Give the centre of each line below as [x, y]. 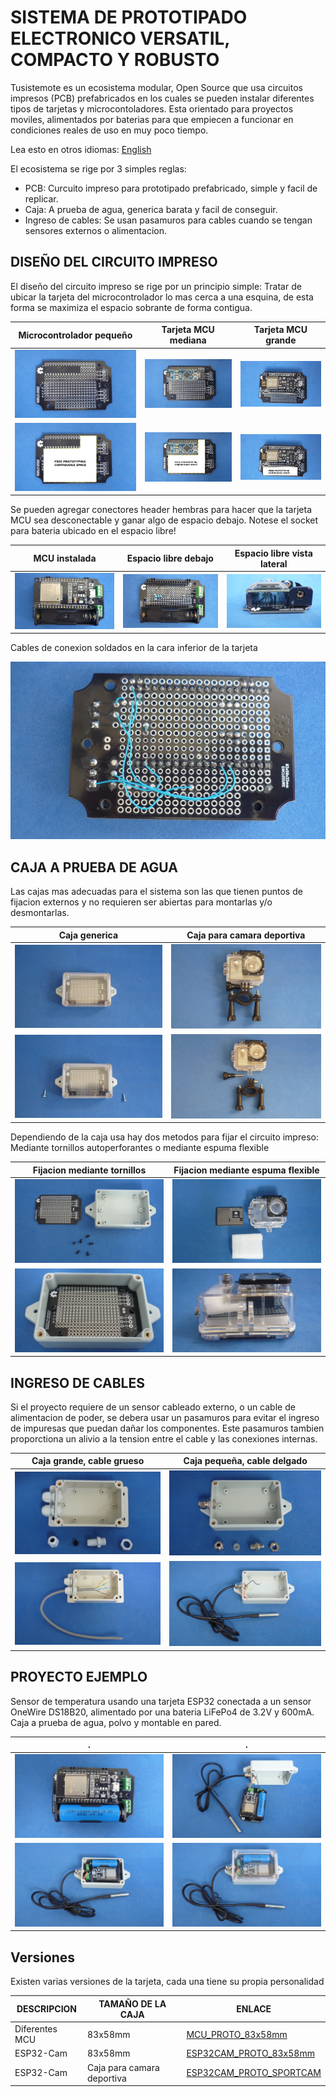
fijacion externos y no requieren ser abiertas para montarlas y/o [141, 902]
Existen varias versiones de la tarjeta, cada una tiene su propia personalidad [167, 1982]
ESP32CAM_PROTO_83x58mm [250, 2053]
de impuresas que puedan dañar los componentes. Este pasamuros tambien [167, 1428]
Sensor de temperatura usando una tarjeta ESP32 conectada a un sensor [161, 1701]
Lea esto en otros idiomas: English [81, 149]
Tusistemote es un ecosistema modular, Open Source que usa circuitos [156, 87]
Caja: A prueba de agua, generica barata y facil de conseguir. [151, 209]
